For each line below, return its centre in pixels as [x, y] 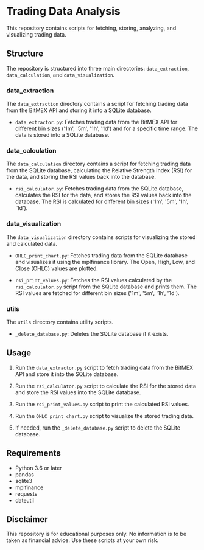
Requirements [33, 454]
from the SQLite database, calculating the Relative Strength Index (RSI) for [99, 170]
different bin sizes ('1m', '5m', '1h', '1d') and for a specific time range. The [107, 128]
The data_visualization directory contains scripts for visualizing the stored [101, 237]
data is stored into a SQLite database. [62, 135]
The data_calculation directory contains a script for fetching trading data [99, 164]
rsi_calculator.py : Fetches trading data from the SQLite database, [99, 189]
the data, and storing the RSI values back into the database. [81, 177]
